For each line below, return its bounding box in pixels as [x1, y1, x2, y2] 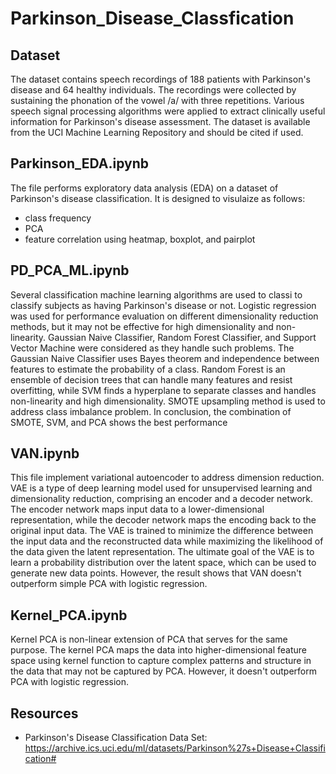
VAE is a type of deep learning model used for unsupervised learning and [10, 482, 313, 494]
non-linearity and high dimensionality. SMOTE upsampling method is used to [10, 395, 326, 407]
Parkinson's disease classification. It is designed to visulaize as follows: [10, 192, 306, 204]
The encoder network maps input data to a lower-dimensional [10, 503, 265, 516]
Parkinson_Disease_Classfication [10, 7, 295, 30]
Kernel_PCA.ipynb [10, 607, 128, 624]
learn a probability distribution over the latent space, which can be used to [10, 557, 317, 569]
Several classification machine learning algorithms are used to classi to [10, 288, 303, 301]
